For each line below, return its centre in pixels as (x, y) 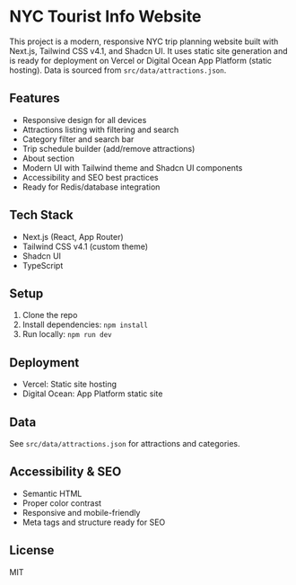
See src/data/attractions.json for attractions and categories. (125, 443)
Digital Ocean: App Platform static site (92, 394)
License (32, 550)
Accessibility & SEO (65, 472)
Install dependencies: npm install (85, 324)
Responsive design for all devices (84, 120)
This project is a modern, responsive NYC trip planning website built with (144, 41)
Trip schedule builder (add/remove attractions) (109, 148)
